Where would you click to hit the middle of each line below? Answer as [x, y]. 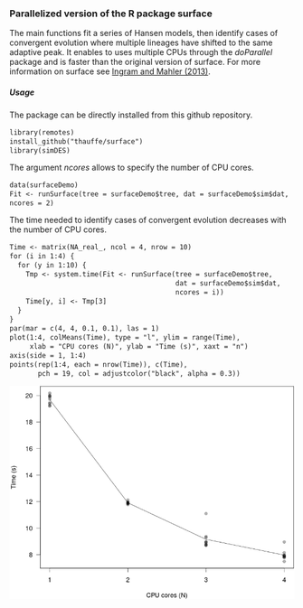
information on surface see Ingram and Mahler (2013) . [110, 71]
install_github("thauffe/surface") [76, 142]
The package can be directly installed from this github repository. [131, 115]
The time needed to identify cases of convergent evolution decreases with [148, 220]
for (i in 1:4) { [42, 257]
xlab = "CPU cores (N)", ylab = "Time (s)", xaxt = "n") [139, 347]
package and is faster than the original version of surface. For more [135, 62]
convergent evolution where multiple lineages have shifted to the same [141, 42]
